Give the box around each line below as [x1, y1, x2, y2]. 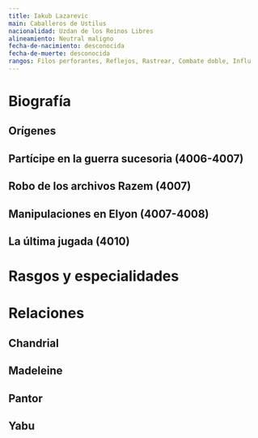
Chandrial [8, 336, 59, 350]
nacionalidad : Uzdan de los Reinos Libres [8, 27, 154, 35]
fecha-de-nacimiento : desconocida [8, 42, 125, 50]
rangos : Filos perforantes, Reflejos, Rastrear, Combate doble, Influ [8, 58, 252, 66]
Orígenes [8, 124, 57, 138]
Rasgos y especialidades [8, 267, 180, 286]
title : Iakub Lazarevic [8, 11, 89, 20]
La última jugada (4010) [8, 234, 130, 248]
